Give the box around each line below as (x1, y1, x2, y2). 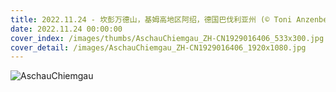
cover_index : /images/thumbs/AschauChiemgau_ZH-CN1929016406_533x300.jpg (10, 33, 325, 43)
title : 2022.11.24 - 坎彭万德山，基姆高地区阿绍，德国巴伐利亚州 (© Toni (10, 14, 293, 25)
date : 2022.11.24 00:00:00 (10, 24, 123, 34)
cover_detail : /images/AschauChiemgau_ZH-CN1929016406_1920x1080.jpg (10, 42, 307, 53)
